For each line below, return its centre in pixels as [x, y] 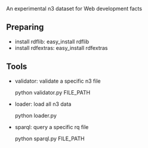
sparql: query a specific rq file [52, 127]
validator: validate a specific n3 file [58, 81]
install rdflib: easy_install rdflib [52, 42]
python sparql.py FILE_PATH [50, 138]
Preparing [25, 27]
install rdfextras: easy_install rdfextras [61, 48]
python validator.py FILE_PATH [53, 92]
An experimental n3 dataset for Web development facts [74, 9]
